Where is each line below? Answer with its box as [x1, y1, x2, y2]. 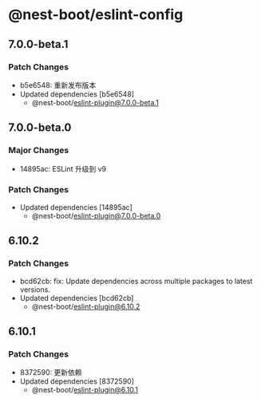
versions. [19, 285, 50, 294]
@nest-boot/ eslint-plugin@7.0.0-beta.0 [31, 211, 161, 220]
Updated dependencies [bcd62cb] [19, 293, 134, 302]
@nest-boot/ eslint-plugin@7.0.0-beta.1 [31, 97, 160, 107]
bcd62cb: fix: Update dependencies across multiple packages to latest [19, 276, 253, 286]
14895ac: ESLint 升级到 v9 [19, 164, 106, 173]
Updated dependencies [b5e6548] [19, 89, 134, 99]
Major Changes [8, 145, 69, 156]
